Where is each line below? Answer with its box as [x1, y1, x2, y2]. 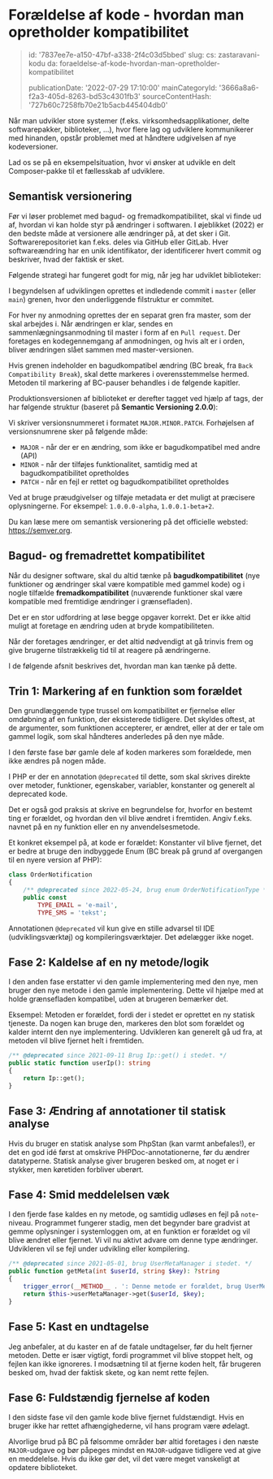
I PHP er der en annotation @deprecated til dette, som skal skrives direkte [8, 772, 251, 781]
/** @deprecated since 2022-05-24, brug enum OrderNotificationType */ [23, 886, 271, 894]
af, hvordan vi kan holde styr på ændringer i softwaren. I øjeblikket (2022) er [8, 219, 264, 229]
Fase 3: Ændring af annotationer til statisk [8, 1105, 226, 1118]
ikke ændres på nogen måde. [8, 756, 106, 766]
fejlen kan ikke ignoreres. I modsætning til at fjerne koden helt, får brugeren [8, 1359, 262, 1369]
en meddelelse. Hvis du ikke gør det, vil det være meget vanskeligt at [8, 1454, 240, 1464]
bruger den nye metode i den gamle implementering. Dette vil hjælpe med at [8, 985, 264, 996]
